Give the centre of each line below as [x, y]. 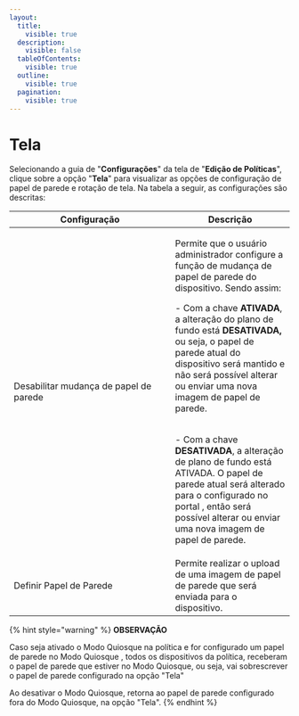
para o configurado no [222, 496]
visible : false [53, 51]
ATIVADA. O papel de [219, 473]
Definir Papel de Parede [63, 586]
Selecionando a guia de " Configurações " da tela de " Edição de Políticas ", [145, 169]
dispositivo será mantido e [230, 364]
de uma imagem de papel [228, 574]
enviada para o [206, 597]
